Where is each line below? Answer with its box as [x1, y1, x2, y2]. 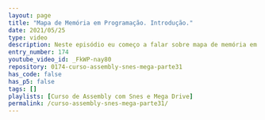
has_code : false [8, 70, 62, 78]
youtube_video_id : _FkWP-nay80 [8, 56, 112, 64]
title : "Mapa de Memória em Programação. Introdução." [8, 19, 194, 27]
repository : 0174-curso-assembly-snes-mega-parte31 [8, 63, 182, 71]
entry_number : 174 [8, 48, 69, 56]
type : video [8, 33, 48, 42]
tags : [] [8, 84, 37, 93]
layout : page [8, 11, 52, 20]
